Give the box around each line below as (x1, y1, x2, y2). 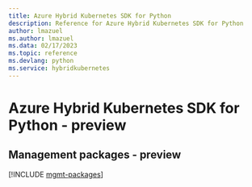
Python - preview (8, 116, 127, 134)
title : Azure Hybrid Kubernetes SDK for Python (8, 11, 172, 20)
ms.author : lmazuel (8, 34, 74, 43)
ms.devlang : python (8, 57, 74, 65)
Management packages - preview (8, 148, 182, 162)
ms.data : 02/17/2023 (8, 42, 78, 50)
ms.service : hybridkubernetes (8, 64, 111, 73)
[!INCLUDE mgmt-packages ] (8, 169, 103, 179)
